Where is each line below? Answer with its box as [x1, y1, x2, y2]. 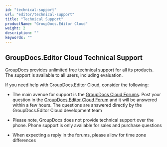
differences [12, 137, 36, 143]
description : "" [5, 30, 39, 35]
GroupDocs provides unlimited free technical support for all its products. [5, 67, 154, 73]
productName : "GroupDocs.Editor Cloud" [5, 21, 88, 26]
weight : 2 [5, 26, 26, 31]
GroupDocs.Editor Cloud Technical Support [5, 53, 143, 62]
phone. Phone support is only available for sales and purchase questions [12, 122, 162, 128]
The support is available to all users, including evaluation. [5, 72, 123, 78]
